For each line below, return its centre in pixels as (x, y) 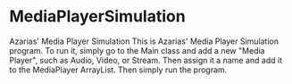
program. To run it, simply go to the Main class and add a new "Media (137, 50)
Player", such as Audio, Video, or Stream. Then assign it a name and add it (146, 60)
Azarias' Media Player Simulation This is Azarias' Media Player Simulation (144, 41)
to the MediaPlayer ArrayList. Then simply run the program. (118, 70)
